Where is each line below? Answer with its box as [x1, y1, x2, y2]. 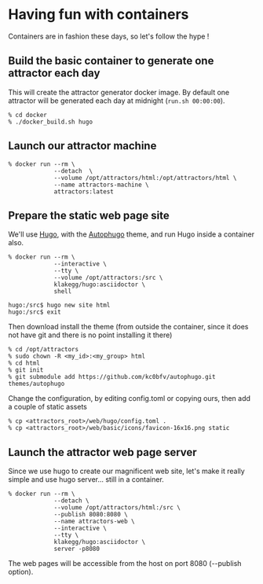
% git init [8, 366, 44, 374]
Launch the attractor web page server [8, 446, 198, 459]
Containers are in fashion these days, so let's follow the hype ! [8, 31, 210, 41]
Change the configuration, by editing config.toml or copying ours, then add [8, 394, 251, 403]
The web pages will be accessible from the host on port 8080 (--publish [8, 559, 242, 568]
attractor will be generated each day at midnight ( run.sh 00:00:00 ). [8, 96, 225, 105]
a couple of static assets [8, 402, 88, 412]
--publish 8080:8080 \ [53, 511, 128, 519]
